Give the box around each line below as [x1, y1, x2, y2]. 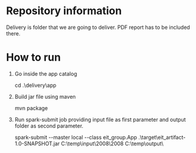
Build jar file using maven [14, 93, 76, 100]
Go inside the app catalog [14, 70, 78, 77]
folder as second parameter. [14, 122, 84, 129]
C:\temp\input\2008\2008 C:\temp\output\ [61, 140, 164, 147]
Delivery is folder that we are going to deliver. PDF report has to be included [6, 24, 190, 31]
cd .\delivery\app [14, 82, 57, 89]
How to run [6, 51, 61, 64]
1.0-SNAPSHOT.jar [14, 140, 60, 147]
